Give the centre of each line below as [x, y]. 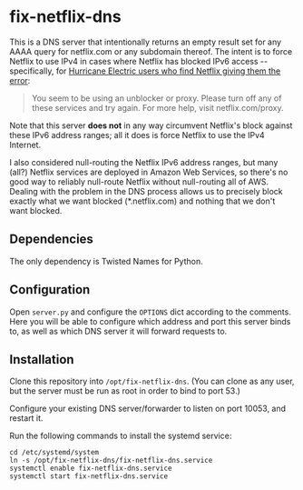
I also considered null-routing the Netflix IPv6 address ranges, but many [144, 162]
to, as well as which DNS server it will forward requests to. [118, 331]
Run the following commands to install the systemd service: [121, 436]
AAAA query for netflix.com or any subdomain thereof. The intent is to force [151, 51]
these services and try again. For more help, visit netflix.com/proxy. [157, 107]
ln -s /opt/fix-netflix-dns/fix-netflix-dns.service [111, 461]
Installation [42, 360]
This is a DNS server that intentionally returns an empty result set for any [146, 42]
